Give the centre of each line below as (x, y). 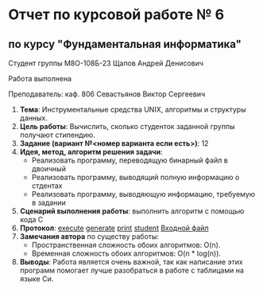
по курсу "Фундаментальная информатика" (125, 44)
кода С (31, 219)
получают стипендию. (57, 135)
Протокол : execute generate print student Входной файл (114, 228)
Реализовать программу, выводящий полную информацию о (135, 177)
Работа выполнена (40, 78)
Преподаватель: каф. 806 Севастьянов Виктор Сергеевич (107, 94)
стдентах (47, 186)
